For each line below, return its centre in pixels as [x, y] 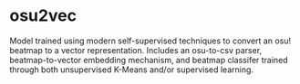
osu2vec [43, 16]
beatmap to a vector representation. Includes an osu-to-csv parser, [136, 50]
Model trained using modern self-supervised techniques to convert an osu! [150, 41]
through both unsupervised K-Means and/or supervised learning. [131, 70]
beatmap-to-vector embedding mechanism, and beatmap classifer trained [149, 60]
